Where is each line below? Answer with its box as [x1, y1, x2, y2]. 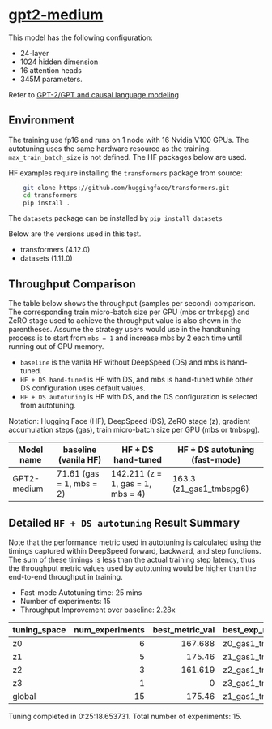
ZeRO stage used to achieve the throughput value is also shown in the [8, 316, 242, 326]
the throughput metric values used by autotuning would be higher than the [8, 563, 257, 573]
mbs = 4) [110, 489, 146, 500]
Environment [8, 114, 75, 127]
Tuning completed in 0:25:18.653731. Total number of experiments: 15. [8, 712, 242, 721]
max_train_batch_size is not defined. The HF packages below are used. [8, 152, 247, 162]
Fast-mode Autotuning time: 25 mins [19, 588, 142, 597]
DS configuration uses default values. [19, 383, 146, 393]
